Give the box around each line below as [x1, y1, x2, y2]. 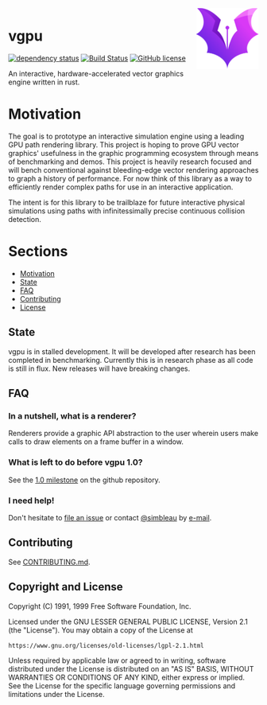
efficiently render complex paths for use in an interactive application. [8, 182, 234, 192]
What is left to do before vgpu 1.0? [8, 457, 143, 468]
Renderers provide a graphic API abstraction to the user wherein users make [8, 429, 259, 438]
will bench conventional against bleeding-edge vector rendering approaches [8, 165, 259, 174]
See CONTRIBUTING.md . [8, 557, 91, 567]
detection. [8, 214, 42, 224]
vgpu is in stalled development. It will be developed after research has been [8, 346, 256, 356]
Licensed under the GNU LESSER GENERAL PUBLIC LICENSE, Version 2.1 [8, 617, 249, 626]
